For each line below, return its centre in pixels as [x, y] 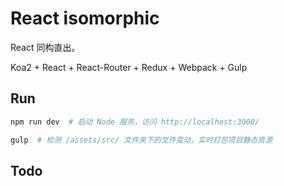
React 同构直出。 [45, 47]
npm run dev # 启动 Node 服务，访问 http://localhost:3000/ [135, 122]
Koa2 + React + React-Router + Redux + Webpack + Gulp [129, 67]
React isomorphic [85, 18]
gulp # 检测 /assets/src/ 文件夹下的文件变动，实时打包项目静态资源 [141, 140]
